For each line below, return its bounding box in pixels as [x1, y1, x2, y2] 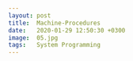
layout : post [8, 11, 51, 20]
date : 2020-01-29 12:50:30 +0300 [8, 26, 126, 34]
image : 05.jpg [8, 33, 59, 42]
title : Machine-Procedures [8, 19, 101, 27]
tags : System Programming [8, 41, 101, 49]
